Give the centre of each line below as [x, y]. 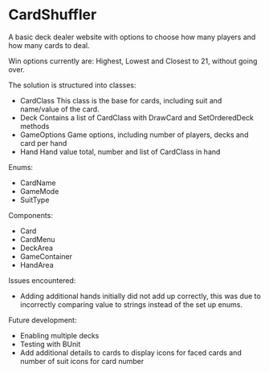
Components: [31, 215]
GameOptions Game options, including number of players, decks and [134, 135]
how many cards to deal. [49, 45]
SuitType [35, 200]
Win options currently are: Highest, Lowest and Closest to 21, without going [133, 61]
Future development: [43, 320]
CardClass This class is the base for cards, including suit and [121, 100]
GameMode [39, 191]
